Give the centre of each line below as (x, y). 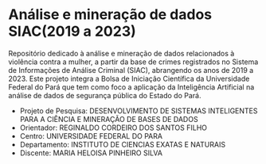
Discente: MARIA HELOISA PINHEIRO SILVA (91, 153)
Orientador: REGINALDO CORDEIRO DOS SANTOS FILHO (113, 128)
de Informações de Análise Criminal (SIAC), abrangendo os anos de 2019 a (131, 70)
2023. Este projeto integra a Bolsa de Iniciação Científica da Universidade (129, 78)
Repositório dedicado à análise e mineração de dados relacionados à (121, 53)
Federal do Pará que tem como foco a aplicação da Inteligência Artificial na (131, 87)
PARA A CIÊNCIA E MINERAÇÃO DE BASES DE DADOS (109, 119)
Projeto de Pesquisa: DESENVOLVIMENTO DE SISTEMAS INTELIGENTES (139, 111)
